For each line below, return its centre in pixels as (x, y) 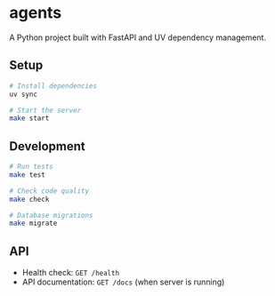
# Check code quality (49, 191)
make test (28, 175)
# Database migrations (51, 215)
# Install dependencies (53, 86)
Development (48, 146)
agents (36, 13)
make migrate (33, 224)
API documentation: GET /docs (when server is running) (123, 282)
